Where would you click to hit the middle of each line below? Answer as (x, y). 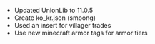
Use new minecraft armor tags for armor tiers (81, 33)
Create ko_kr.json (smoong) (55, 18)
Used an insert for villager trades (62, 25)
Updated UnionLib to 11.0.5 (54, 10)
